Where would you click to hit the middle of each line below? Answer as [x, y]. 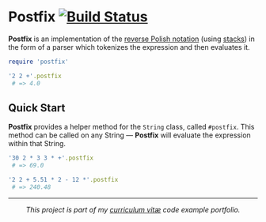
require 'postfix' [38, 62]
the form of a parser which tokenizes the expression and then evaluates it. [129, 47]
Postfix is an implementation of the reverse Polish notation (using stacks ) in [131, 39]
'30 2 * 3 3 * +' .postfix [51, 158]
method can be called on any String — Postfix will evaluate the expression [129, 135]
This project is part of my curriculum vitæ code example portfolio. [133, 209]
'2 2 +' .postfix [35, 76]
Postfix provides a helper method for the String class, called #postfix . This [131, 127]
